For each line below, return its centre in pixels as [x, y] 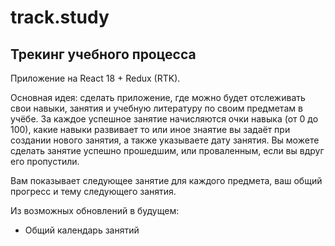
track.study [60, 17]
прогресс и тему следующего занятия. [93, 191]
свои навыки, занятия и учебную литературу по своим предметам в [156, 108]
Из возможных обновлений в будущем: [95, 210]
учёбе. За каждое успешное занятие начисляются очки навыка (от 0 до [164, 119]
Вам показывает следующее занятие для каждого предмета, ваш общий [166, 180]
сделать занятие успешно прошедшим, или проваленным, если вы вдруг [167, 150]
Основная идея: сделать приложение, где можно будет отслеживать [158, 97]
